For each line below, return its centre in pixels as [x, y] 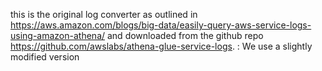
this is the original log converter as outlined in [104, 14]
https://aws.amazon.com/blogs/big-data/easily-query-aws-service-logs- [161, 25]
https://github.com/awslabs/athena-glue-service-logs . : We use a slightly [161, 46]
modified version [45, 57]
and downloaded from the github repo [185, 35]
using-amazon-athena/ [58, 35]
